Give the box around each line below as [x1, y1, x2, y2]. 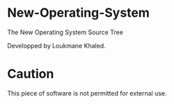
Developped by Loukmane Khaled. [7, 41, 106, 50]
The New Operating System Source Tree [7, 28, 124, 36]
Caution [7, 66, 54, 82]
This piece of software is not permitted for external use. [7, 89, 167, 97]
